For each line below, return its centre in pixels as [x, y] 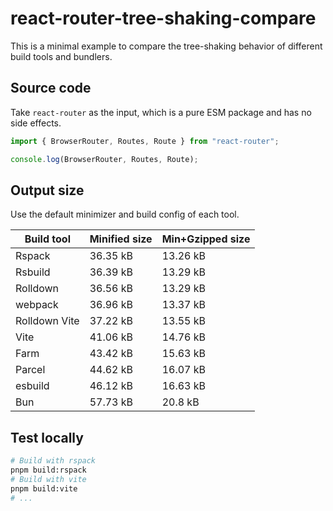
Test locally [47, 437]
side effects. [36, 123]
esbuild [32, 386]
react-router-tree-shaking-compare [163, 18]
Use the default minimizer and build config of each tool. [125, 214]
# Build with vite [48, 479]
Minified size [121, 239]
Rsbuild [33, 272]
